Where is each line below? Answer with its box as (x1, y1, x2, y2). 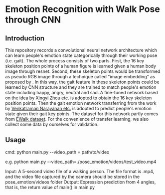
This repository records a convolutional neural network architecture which (5, 47, 158, 53)
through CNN (5, 14, 61, 25)
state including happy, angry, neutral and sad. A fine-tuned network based (5, 90, 158, 95)
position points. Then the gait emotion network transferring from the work (5, 100, 157, 106)
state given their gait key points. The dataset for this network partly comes (5, 111, 159, 117)
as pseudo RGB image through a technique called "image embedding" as (5, 74, 156, 79)
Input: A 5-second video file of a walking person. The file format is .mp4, (5, 168, 155, 174)
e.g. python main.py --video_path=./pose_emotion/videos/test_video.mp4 (5, 159, 157, 165)
